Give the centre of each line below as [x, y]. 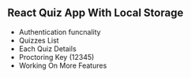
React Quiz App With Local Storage [95, 13]
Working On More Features [63, 65]
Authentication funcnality [60, 32]
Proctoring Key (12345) [56, 57]
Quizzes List [39, 40]
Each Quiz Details [47, 48]
